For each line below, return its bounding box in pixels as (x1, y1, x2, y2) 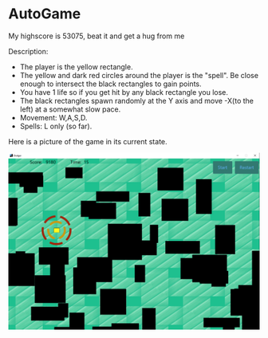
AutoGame (8, 5, 81, 23)
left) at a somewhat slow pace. (19, 104, 121, 114)
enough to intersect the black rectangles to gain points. (19, 79, 202, 88)
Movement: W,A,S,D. (19, 112, 88, 122)
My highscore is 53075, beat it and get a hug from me (8, 31, 185, 41)
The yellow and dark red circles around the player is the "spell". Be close (19, 70, 259, 80)
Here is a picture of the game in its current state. (8, 136, 167, 146)
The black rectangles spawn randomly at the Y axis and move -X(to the (19, 96, 254, 105)
